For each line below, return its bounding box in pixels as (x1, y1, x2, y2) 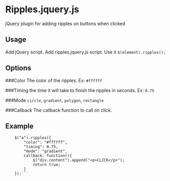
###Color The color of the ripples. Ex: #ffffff (5, 77, 102, 83)
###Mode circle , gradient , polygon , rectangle (5, 97, 104, 103)
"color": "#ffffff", (24, 140, 68, 145)
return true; (32, 162, 60, 167)
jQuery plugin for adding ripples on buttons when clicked (5, 20, 125, 27)
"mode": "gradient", (24, 149, 68, 154)
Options (5, 64, 32, 73)
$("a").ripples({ (14, 135, 52, 141)
